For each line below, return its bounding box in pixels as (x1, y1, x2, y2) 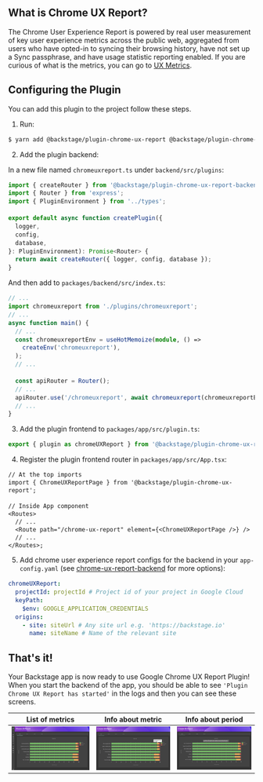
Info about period (185, 714, 243, 724)
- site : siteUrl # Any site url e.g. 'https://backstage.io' (22, 621, 225, 629)
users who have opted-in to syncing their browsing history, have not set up (8, 43, 250, 53)
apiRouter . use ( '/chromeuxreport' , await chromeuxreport (15, 393, 201, 401)
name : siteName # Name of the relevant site (28, 630, 177, 638)
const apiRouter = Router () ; (15, 377, 110, 385)
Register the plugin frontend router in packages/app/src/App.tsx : (19, 455, 227, 464)
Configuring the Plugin (8, 83, 121, 97)
